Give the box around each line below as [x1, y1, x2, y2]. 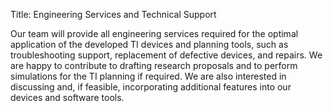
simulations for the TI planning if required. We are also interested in [10, 70, 287, 82]
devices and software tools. [10, 92, 125, 103]
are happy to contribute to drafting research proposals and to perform [10, 60, 298, 71]
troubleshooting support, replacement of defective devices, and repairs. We [10, 49, 323, 61]
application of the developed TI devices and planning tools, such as [10, 39, 289, 50]
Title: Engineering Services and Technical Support [10, 9, 217, 20]
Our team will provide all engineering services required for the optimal [10, 28, 299, 39]
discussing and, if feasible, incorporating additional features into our [10, 81, 292, 93]
